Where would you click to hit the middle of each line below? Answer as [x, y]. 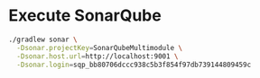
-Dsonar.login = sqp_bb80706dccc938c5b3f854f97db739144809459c [134, 65]
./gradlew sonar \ [43, 39]
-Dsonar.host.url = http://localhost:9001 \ [97, 56]
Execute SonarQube [85, 16]
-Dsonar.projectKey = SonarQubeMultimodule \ [99, 48]
